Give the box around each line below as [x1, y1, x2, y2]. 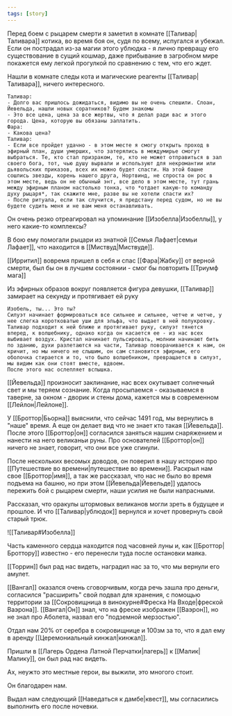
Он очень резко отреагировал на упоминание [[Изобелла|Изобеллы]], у [7, 215, 222, 223]
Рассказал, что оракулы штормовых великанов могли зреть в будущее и [7, 499, 224, 508]
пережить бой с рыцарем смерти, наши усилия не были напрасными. [7, 486, 215, 494]
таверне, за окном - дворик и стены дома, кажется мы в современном [7, 393, 219, 401]
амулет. [7, 569, 30, 578]
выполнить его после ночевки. [7, 702, 99, 710]
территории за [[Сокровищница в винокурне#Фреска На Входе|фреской [7, 598, 224, 606]
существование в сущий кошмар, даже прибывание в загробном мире [7, 51, 219, 60]
